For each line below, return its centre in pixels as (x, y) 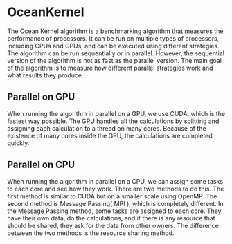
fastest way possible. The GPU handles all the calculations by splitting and (113, 121)
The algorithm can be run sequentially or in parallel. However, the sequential (116, 53)
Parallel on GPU (41, 97)
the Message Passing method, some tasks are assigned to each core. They (114, 211)
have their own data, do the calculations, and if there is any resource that (111, 218)
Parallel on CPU (41, 165)
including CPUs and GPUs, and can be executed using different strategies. (113, 46)
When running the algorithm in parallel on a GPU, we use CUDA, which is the (116, 113)
